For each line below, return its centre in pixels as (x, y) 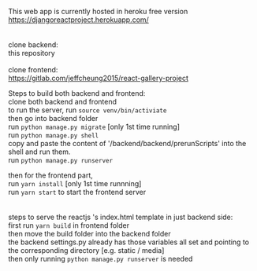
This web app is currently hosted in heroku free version (98, 11)
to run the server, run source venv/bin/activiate (88, 110)
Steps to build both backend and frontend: (77, 93)
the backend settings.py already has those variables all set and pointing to (129, 242)
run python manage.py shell (54, 135)
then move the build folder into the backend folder (89, 234)
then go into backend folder (53, 118)
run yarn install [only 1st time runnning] (75, 183)
